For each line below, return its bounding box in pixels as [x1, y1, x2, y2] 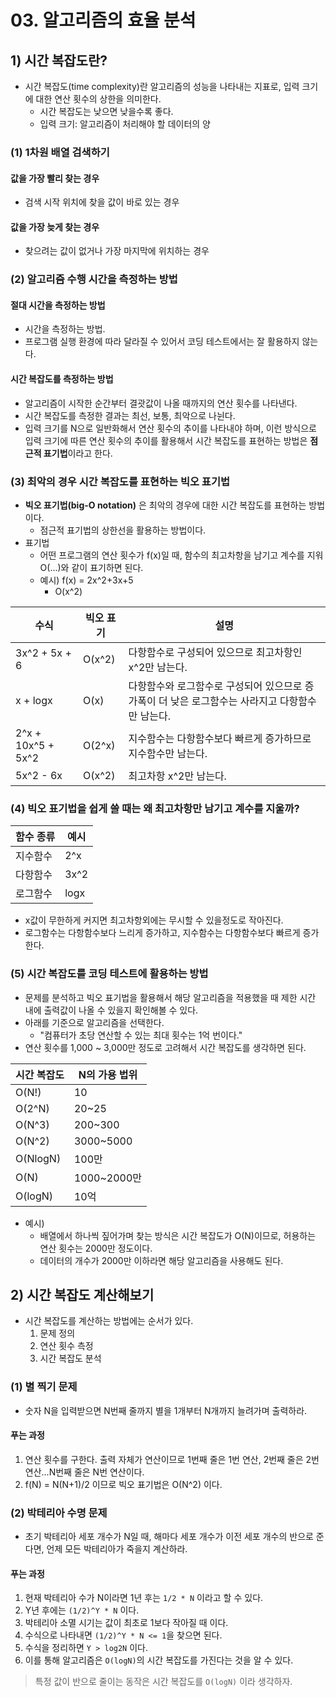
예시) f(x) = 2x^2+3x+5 [39, 574, 134, 586]
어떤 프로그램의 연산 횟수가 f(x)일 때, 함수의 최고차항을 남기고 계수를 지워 [39, 549, 324, 561]
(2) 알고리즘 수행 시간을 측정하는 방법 [10, 272, 178, 286]
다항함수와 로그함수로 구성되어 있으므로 [128, 679, 303, 693]
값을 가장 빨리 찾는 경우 [10, 172, 100, 184]
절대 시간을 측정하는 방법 [10, 299, 106, 311]
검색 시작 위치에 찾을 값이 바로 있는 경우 [24, 196, 180, 208]
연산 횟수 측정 [39, 1340, 94, 1352]
